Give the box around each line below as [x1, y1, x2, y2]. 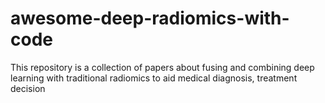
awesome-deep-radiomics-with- [10, 7, 290, 30]
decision [10, 82, 46, 94]
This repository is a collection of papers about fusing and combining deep [10, 61, 315, 73]
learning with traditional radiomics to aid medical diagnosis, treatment [10, 72, 298, 84]
